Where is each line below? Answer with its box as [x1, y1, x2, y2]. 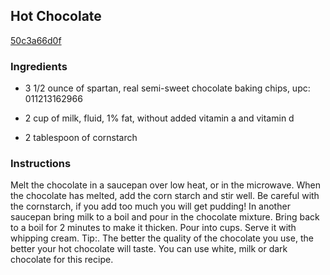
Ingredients [10, 59, 68, 73]
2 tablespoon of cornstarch [24, 132, 138, 144]
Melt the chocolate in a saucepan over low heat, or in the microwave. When [10, 179, 321, 191]
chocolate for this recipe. [10, 254, 114, 266]
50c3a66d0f [10, 34, 62, 46]
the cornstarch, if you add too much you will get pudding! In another [10, 200, 291, 213]
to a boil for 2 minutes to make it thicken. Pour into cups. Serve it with [10, 222, 297, 234]
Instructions [10, 157, 72, 171]
